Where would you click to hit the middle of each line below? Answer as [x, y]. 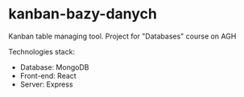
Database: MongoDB [54, 67]
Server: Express [47, 84]
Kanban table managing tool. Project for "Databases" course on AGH [122, 36]
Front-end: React [48, 75]
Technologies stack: [41, 51]
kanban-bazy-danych [83, 14]
